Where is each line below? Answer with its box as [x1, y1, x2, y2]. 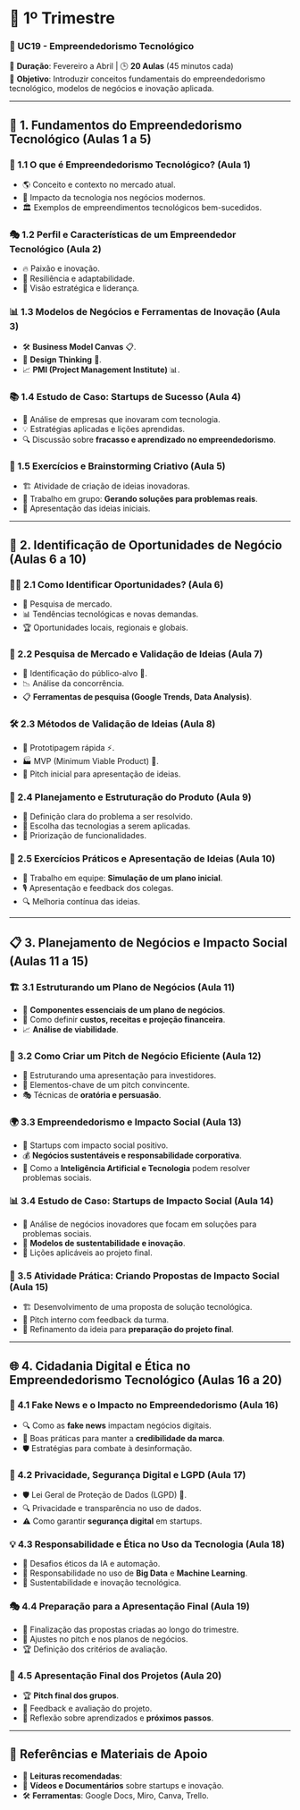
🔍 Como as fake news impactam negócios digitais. [21, 1420, 212, 1431]
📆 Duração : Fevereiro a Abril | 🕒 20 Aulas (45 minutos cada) [9, 61, 234, 72]
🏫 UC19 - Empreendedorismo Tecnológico [9, 40, 195, 53]
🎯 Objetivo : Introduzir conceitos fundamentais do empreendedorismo [9, 73, 266, 84]
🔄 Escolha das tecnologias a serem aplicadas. [21, 820, 191, 831]
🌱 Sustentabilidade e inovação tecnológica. [21, 1577, 181, 1588]
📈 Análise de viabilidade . [21, 1024, 119, 1034]
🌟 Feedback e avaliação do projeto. [21, 1703, 153, 1713]
